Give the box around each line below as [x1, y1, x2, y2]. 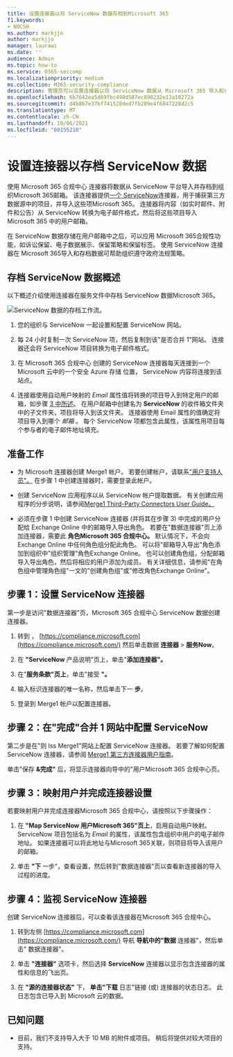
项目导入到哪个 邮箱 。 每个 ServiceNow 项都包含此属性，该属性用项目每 [17, 417, 225, 425]
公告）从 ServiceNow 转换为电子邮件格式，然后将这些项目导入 [19, 209, 198, 217]
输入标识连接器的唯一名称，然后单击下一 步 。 [17, 685, 147, 693]
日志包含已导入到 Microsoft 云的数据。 [17, 992, 128, 1000]
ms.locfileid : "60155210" [7, 126, 82, 133]
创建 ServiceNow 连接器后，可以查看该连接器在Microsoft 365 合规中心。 [7, 913, 215, 921]
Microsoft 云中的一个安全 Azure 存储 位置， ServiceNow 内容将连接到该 [17, 368, 223, 376]
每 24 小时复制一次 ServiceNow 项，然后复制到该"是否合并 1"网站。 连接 [17, 336, 224, 344]
